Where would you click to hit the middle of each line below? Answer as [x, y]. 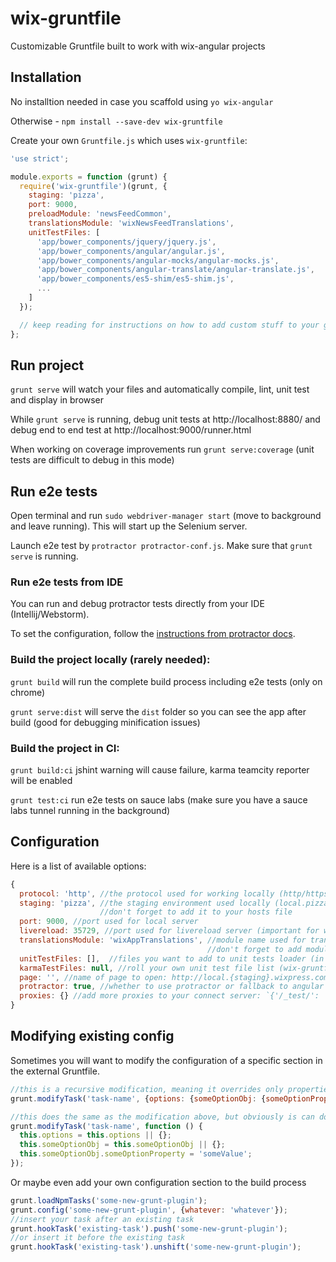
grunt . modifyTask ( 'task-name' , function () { [106, 1126]
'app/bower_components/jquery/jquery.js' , [126, 242]
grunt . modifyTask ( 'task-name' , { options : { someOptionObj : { [138, 1098]
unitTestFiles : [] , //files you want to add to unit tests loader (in [172, 958]
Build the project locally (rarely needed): [110, 660]
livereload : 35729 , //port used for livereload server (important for [169, 931]
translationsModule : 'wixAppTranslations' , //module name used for [163, 940]
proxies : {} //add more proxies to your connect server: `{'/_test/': [169, 996]
